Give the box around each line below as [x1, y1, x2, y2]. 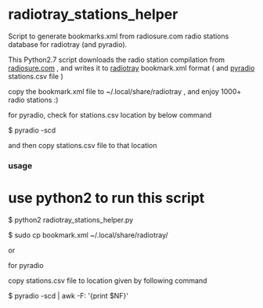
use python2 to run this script [8, 190, 205, 207]
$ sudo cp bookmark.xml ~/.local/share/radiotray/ [8, 230, 168, 240]
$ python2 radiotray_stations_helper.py [8, 215, 134, 224]
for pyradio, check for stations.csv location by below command [8, 110, 212, 119]
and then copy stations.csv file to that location [8, 140, 158, 150]
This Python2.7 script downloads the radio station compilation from [8, 55, 225, 64]
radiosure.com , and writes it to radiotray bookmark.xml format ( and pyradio [8, 63, 255, 72]
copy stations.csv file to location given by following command [8, 276, 207, 285]
